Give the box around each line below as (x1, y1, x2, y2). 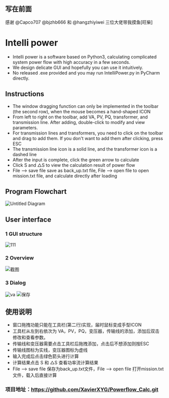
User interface (5, 215, 51, 224)
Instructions (5, 90, 44, 98)
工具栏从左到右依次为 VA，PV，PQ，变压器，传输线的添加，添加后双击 (12, 328, 160, 334)
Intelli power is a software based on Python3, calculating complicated (12, 53, 157, 59)
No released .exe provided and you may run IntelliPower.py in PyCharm (12, 70, 160, 76)
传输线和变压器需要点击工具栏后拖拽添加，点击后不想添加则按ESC (12, 341, 149, 347)
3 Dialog (5, 279, 26, 286)
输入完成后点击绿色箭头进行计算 (12, 353, 79, 359)
